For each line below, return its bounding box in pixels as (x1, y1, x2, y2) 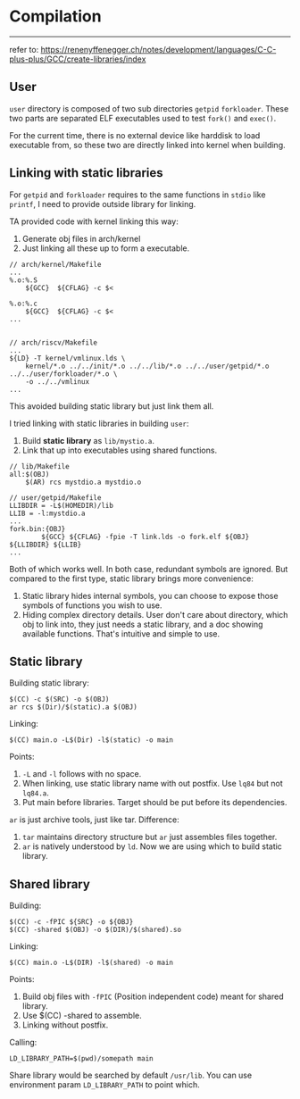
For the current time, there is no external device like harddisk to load (9, 129, 261, 140)
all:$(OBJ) (9, 470, 50, 479)
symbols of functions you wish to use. (21, 600, 162, 611)
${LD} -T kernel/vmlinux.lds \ (9, 354, 126, 362)
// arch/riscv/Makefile (9, 337, 98, 347)
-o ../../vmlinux (25, 377, 90, 386)
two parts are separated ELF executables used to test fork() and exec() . (9, 112, 277, 123)
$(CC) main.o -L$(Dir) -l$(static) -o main (9, 736, 174, 745)
